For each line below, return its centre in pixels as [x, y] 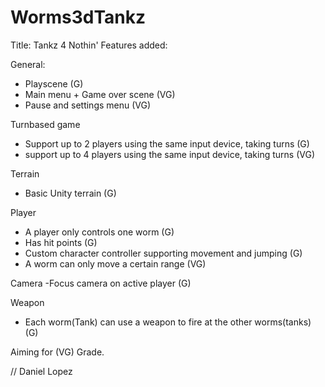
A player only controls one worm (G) [99, 232]
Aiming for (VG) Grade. [57, 352]
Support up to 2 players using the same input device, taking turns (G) [167, 143]
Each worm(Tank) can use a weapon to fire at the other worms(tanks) [168, 322]
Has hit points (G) [61, 242]
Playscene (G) [54, 83]
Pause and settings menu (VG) [88, 105]
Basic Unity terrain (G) [70, 193]
